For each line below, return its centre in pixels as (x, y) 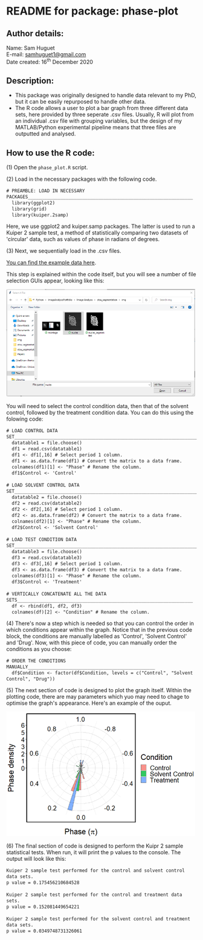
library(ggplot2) (34, 203)
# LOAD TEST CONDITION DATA (42, 539)
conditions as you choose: (39, 649)
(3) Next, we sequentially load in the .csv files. (64, 251)
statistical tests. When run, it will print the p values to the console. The (94, 852)
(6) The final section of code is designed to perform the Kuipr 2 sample (95, 846)
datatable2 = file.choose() (47, 497)
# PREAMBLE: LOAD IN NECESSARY (46, 191)
